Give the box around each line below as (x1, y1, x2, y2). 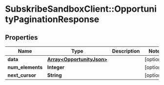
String (47, 72, 62, 79)
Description (112, 48, 140, 54)
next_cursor (7, 72, 37, 79)
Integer (47, 64, 65, 70)
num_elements (7, 64, 43, 70)
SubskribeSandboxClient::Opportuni (5, 3, 157, 15)
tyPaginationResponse (5, 14, 100, 25)
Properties (5, 33, 38, 42)
